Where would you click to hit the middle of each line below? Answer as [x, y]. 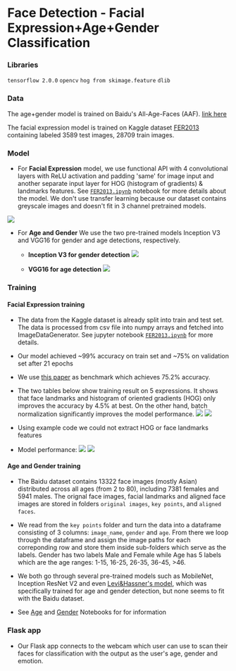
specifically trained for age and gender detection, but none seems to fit [121, 591]
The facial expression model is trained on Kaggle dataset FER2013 [103, 127]
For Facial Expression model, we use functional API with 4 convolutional [123, 169]
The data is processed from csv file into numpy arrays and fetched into [120, 327]
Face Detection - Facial [76, 13]
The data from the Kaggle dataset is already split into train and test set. [120, 320]
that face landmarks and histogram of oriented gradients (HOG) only [117, 399]
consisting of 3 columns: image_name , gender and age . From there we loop [123, 532]
